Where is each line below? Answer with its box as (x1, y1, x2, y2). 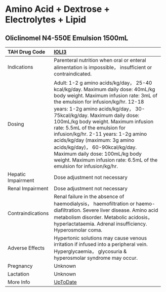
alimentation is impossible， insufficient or (53, 64, 152, 70)
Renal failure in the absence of (53, 193, 124, 200)
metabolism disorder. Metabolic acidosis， (53, 214, 153, 221)
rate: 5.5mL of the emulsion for (53, 124, 126, 131)
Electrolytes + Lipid (5, 14, 86, 25)
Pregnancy (7, 263, 33, 269)
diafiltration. (53, 207, 82, 214)
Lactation (7, 271, 30, 277)
